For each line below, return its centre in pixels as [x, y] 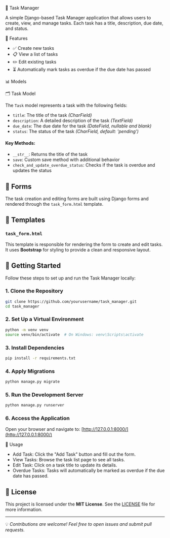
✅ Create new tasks [33, 48]
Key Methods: [20, 143]
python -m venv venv [27, 330]
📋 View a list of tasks [35, 54]
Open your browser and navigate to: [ [44, 429]
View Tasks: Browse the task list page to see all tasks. [69, 460]
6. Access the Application [37, 418]
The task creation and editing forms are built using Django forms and [77, 199]
